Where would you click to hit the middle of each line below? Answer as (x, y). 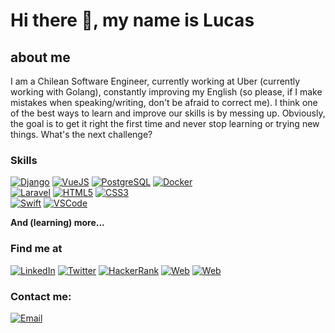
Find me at (36, 249)
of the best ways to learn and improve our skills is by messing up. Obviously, (168, 113)
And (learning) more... (57, 223)
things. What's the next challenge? (81, 134)
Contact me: (41, 296)
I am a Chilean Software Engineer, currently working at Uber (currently (155, 81)
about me (40, 57)
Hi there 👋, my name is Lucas (132, 20)
